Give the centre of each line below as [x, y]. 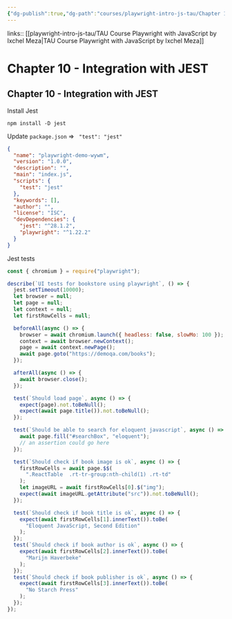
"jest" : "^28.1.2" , [48, 226]
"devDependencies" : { [45, 220]
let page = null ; [38, 303]
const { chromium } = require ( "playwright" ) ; [74, 271]
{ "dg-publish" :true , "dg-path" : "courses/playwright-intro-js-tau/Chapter [114, 13]
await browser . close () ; [54, 379]
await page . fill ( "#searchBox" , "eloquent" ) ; [85, 436]
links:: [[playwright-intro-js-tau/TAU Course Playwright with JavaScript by [112, 33]
